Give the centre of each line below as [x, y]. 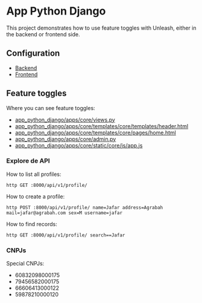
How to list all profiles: [34, 174]
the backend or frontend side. [43, 34]
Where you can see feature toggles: [51, 108]
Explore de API [28, 161]
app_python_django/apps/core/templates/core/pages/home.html [95, 132]
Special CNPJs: [25, 264]
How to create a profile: [36, 196]
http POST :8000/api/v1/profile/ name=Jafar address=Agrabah [85, 207]
